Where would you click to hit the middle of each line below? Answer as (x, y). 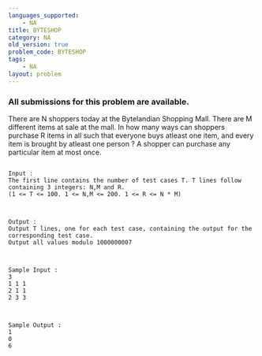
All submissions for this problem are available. (99, 102)
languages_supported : (44, 15)
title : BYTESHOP (35, 30)
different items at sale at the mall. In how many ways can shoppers (116, 127)
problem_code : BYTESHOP (47, 52)
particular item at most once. (55, 152)
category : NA (30, 37)
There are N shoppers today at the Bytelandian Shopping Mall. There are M (130, 118)
